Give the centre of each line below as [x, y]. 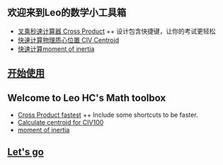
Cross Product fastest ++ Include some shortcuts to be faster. [108, 115]
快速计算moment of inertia [56, 49]
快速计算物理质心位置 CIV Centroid [68, 40]
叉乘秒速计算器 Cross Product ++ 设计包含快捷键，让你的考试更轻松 [116, 31]
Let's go [25, 152]
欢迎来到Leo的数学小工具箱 [67, 13]
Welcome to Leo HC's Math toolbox [87, 98]
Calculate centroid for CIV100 [61, 123]
